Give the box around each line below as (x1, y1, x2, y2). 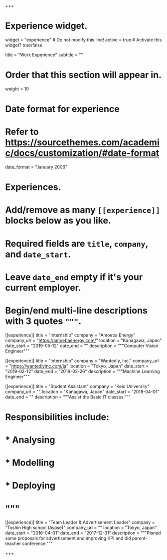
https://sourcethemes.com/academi (5, 137, 160, 148)
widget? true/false (5, 42, 42, 48)
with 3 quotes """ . (5, 315, 82, 326)
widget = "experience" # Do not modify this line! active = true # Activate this (5, 36, 162, 42)
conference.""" (22, 540, 53, 546)
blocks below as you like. (5, 215, 111, 226)
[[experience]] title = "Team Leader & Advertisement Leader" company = (5, 519, 155, 525)
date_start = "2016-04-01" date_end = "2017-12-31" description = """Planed (5, 530, 161, 536)
